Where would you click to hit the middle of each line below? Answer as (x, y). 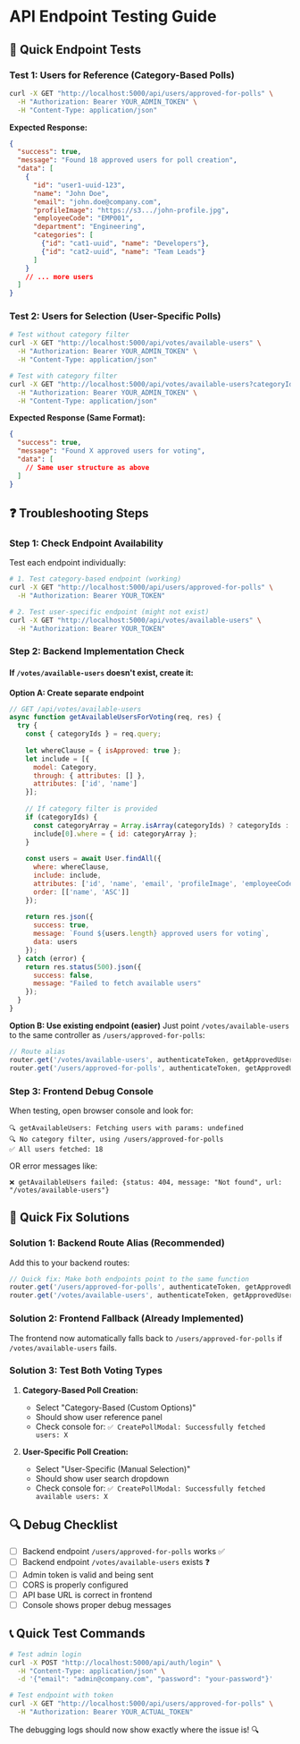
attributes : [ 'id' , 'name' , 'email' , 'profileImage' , (135, 883)
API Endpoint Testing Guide (113, 17)
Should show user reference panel (99, 1416)
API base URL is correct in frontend (87, 1595)
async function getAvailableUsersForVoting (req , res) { (115, 718)
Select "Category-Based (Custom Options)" (116, 1408)
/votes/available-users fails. (63, 1348)
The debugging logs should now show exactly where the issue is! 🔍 (134, 1730)
